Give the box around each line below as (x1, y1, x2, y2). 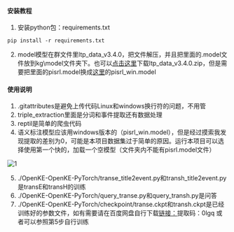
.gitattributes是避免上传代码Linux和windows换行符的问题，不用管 (17, 102, 207, 110)
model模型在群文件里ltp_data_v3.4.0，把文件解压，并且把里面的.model (17, 50, 222, 59)
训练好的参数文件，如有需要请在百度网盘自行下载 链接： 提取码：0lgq (17, 209, 215, 217)
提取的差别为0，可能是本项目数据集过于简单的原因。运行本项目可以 (23, 137, 219, 145)
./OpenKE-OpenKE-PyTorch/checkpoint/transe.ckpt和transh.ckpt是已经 (17, 200, 225, 209)
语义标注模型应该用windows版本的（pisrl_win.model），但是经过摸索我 (17, 128, 221, 136)
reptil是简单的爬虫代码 (17, 119, 82, 128)
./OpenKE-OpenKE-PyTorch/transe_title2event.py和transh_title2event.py (17, 174, 227, 182)
